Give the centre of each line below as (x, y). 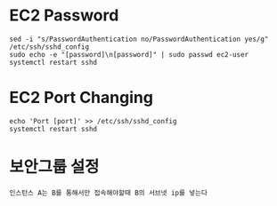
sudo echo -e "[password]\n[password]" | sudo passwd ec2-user (129, 54)
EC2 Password (64, 16)
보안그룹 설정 (54, 167)
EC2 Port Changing (81, 98)
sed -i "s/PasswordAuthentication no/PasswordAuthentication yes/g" (139, 39)
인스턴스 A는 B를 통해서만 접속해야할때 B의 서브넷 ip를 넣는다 (108, 193)
